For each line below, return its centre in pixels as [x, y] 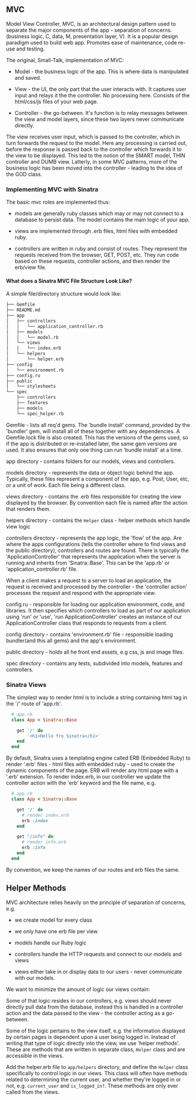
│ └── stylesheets [31, 387]
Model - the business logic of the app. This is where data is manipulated [102, 71]
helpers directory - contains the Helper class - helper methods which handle [98, 520]
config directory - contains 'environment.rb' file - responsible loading [90, 634]
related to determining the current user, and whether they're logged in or [94, 1079]
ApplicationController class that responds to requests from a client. [87, 623]
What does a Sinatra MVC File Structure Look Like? [69, 280]
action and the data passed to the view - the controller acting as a [85, 1013]
